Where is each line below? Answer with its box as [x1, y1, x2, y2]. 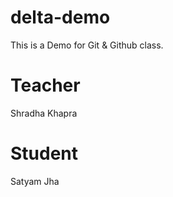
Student [10, 142, 79, 165]
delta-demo [10, 6, 111, 29]
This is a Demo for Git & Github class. [10, 39, 164, 51]
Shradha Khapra [10, 107, 78, 119]
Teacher [10, 74, 81, 97]
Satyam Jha [10, 175, 60, 187]
